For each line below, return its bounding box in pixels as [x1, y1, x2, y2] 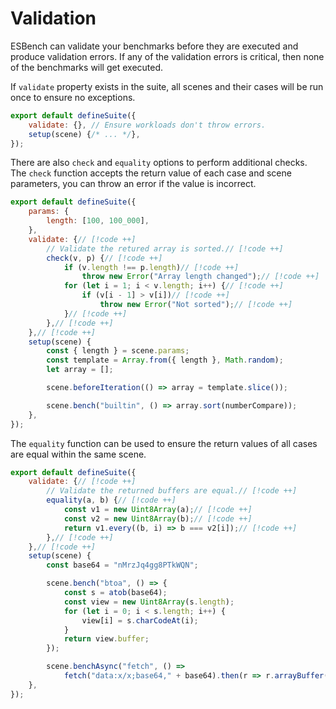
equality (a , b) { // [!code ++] [46, 495, 177, 506]
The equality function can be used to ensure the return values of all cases [10, 437, 318, 449]
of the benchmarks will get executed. [10, 61, 164, 73]
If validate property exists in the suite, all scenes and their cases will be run [10, 80, 324, 92]
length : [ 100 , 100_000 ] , [46, 216, 150, 226]
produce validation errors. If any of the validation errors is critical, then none [10, 50, 325, 62]
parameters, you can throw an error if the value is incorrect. [10, 178, 257, 190]
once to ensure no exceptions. [10, 91, 136, 103]
